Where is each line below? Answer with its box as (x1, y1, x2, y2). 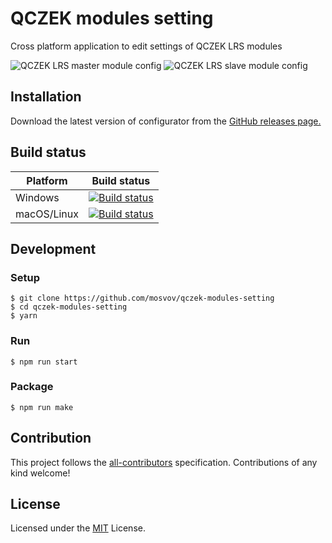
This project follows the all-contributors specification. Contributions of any (10, 456, 318, 468)
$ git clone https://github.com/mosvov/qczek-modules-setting (10, 293, 275, 304)
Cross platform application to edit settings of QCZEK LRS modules (10, 40, 283, 52)
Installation (10, 88, 82, 106)
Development (10, 240, 97, 257)
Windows (15, 190, 60, 204)
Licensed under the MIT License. (10, 522, 146, 534)
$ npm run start (10, 357, 78, 367)
